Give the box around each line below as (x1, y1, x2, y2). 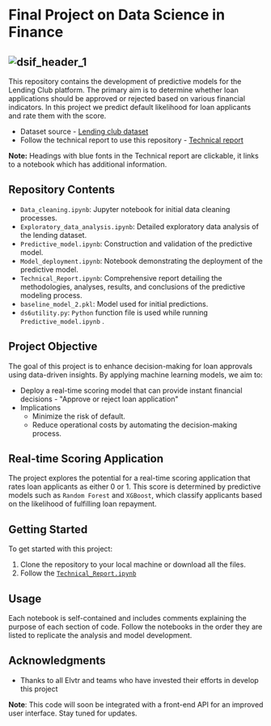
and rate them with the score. (8, 111, 107, 121)
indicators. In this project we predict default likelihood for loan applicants (8, 103, 252, 112)
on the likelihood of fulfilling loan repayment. (8, 499, 157, 509)
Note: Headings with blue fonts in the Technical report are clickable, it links (8, 151, 259, 160)
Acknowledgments (8, 654, 107, 668)
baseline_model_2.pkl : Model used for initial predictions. (19, 299, 209, 308)
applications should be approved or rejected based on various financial (8, 94, 245, 103)
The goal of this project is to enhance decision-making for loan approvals (8, 361, 253, 371)
